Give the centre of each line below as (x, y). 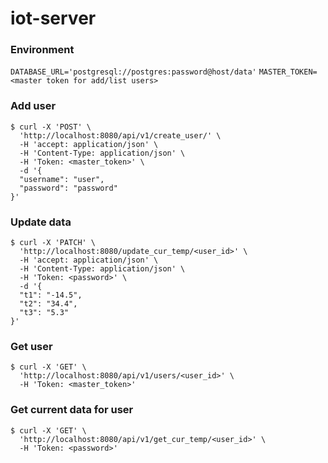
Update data (41, 222)
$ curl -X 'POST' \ (51, 127)
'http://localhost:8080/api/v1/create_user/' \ (120, 135)
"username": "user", (62, 179)
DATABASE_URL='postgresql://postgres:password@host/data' (133, 72)
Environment (42, 50)
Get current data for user (72, 410)
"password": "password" (68, 188)
